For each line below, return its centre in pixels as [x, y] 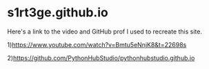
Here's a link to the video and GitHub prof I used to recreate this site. [104, 31]
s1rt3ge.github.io [58, 13]
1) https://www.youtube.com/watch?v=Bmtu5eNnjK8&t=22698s [97, 44]
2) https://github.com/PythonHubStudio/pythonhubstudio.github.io [101, 58]
